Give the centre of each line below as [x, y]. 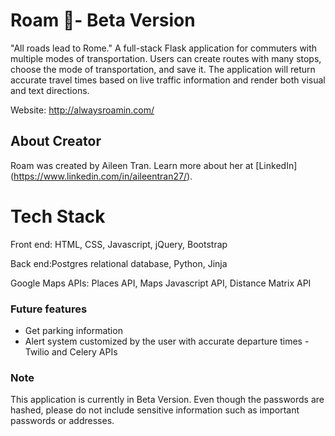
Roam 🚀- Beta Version [103, 20]
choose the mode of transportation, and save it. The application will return [163, 69]
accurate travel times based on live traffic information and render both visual [168, 80]
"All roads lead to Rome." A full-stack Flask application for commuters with [164, 48]
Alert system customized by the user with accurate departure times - [167, 341]
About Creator [56, 141]
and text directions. [50, 90]
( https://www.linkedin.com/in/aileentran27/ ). [101, 176]
